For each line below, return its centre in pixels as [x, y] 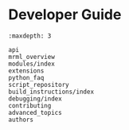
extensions [26, 71]
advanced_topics [35, 112]
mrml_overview [32, 57]
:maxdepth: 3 [30, 36]
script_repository [39, 85]
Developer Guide [65, 15]
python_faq [26, 77]
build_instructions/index [51, 92]
